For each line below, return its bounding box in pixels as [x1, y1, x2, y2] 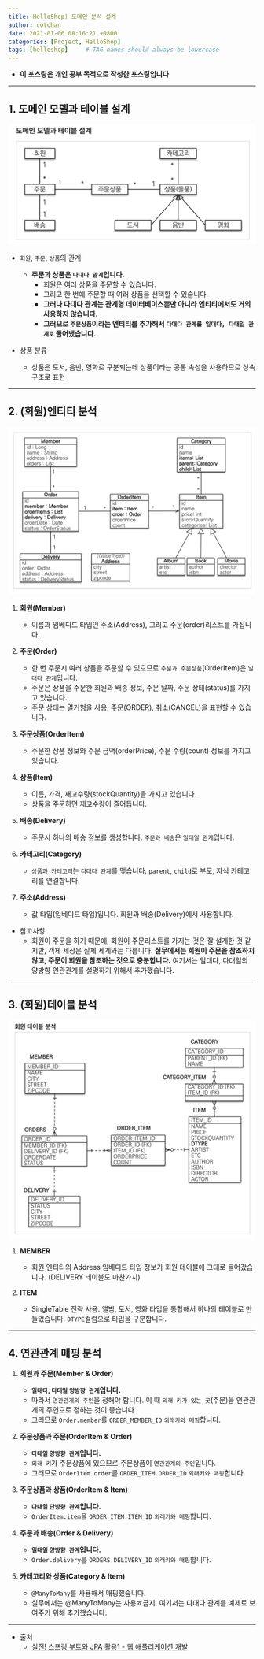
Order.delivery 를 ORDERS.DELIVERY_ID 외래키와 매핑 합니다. [31, 1555, 211, 1564]
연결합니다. [46, 875, 80, 885]
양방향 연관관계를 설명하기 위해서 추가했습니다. [31, 965, 174, 974]
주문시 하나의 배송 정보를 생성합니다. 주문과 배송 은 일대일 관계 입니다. [31, 832, 235, 842]
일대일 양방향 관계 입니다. [31, 1545, 101, 1555]
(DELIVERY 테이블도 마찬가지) [48, 1272, 141, 1282]
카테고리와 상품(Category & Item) [19, 1572, 126, 1581]
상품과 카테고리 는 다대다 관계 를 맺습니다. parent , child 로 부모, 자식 [31, 866, 229, 875]
